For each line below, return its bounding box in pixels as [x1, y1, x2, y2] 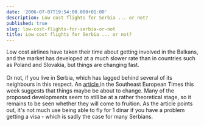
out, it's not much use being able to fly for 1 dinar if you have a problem [6, 107, 185, 114]
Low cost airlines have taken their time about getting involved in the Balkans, [6, 48, 199, 55]
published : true [6, 20, 47, 26]
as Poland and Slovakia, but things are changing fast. [6, 61, 139, 69]
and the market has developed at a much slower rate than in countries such [6, 55, 196, 62]
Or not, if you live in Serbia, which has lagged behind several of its [6, 74, 172, 82]
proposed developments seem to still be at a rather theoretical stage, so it [6, 94, 192, 101]
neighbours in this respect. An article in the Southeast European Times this [6, 80, 194, 88]
